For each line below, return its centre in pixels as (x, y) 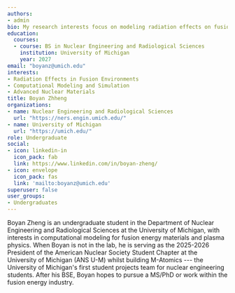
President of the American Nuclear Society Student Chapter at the (102, 252)
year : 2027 (36, 60)
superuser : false (33, 190)
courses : (26, 40)
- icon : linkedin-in (37, 151)
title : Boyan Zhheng (37, 99)
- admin (19, 20)
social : (19, 144)
